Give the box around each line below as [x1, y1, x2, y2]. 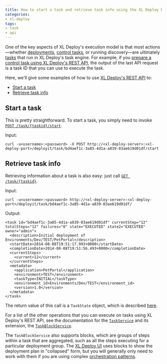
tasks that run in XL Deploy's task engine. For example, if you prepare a [5, 55, 152, 60]
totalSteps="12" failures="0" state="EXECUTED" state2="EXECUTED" [5, 224, 146, 229]
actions [145, 44, 161, 50]
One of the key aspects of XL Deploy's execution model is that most [5, 44, 144, 50]
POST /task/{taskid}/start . [5, 122, 63, 128]
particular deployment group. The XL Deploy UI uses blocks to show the [5, 343, 153, 349]
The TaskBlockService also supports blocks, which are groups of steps [5, 332, 150, 338]
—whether [5, 49, 27, 55]
